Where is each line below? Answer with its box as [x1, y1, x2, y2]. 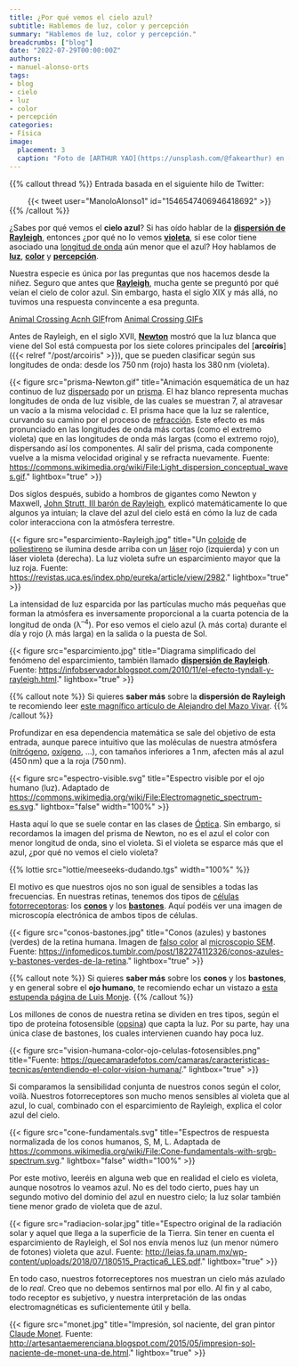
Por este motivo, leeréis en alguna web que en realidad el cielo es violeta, [9, 1173, 278, 1184]
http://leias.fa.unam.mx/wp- [145, 1247, 247, 1257]
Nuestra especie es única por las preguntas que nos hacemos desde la [9, 268, 270, 279]
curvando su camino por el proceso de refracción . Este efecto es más [9, 414, 265, 425]
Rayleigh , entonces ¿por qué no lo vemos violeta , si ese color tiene [9, 232, 257, 242]
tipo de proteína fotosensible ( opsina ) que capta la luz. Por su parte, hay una [9, 1019, 290, 1029]
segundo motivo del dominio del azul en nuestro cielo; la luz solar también [9, 1192, 281, 1202]
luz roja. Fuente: [9, 562, 68, 573]
